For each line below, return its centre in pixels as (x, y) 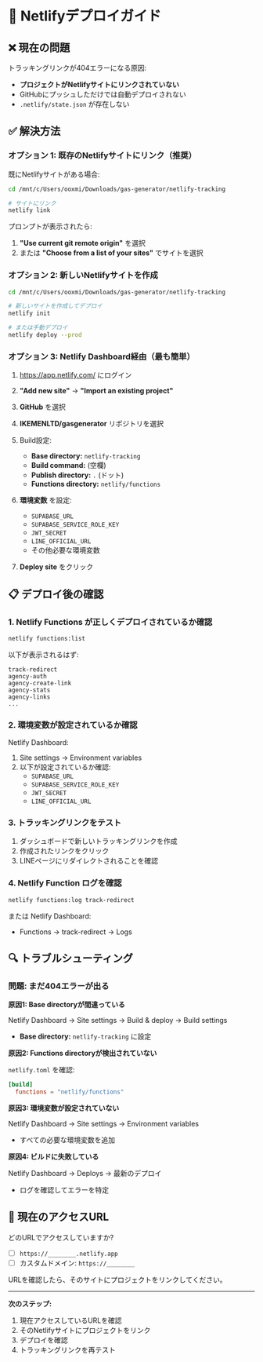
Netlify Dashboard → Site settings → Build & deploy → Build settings (118, 1021)
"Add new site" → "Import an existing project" (96, 391)
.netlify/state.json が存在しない (74, 104)
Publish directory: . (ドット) (77, 475)
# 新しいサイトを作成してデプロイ (56, 306)
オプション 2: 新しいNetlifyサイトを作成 (83, 276)
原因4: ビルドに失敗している (54, 1157)
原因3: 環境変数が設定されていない (64, 1108)
